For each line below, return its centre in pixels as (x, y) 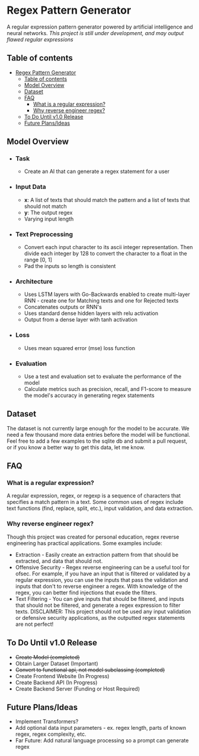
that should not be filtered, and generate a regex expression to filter (98, 605)
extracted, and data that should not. (59, 561)
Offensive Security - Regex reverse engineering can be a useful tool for (102, 567)
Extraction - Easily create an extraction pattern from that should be (97, 555)
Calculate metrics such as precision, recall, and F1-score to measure (107, 389)
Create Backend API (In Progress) (56, 682)
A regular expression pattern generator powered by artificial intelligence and (100, 27)
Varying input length (49, 219)
